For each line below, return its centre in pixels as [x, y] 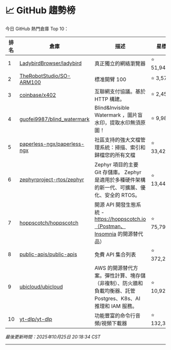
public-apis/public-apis [48, 254]
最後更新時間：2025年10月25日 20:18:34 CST [53, 337]
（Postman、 [110, 226]
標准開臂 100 [110, 79]
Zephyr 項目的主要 [117, 164]
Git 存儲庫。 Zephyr [118, 172]
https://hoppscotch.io [120, 219]
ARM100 [30, 82]
